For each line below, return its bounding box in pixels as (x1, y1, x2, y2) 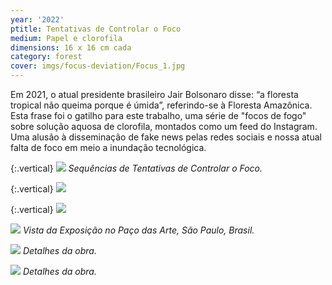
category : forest (10, 52, 83, 62)
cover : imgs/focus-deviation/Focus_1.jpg (10, 61, 186, 71)
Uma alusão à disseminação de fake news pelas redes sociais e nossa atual (10, 131, 322, 143)
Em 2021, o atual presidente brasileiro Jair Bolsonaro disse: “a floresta (10, 89, 299, 100)
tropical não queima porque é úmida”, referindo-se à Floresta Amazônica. (10, 99, 313, 111)
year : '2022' (10, 14, 65, 25)
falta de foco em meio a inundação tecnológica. (10, 142, 207, 153)
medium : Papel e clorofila (10, 33, 123, 43)
